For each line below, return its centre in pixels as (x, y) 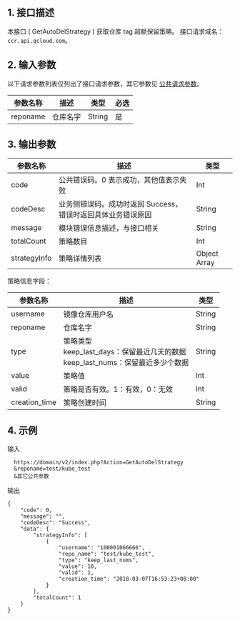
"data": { (35, 529)
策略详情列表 (80, 259)
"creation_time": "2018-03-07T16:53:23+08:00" (129, 579)
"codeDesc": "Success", (56, 523)
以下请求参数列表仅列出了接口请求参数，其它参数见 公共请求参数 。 (105, 84)
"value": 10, (78, 566)
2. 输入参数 (32, 65)
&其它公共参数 (31, 476)
